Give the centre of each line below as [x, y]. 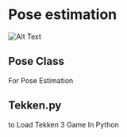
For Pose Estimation [41, 80]
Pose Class [37, 61]
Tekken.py [35, 106]
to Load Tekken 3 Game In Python [63, 124]
